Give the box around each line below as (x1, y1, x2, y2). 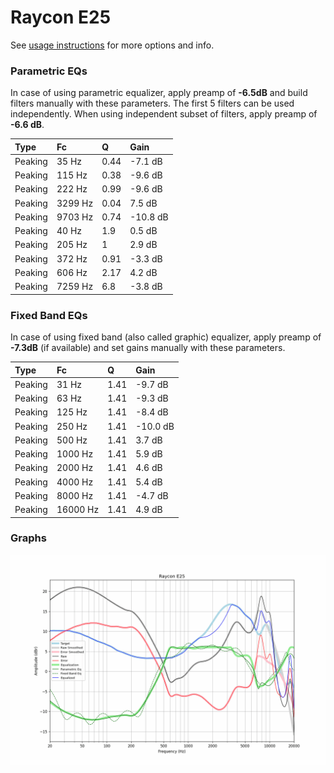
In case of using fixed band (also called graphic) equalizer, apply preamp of (10, 331, 322, 343)
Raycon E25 (10, 6, 112, 29)
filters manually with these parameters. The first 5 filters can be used (10, 97, 295, 110)
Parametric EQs (10, 64, 88, 78)
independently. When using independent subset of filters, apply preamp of (10, 108, 318, 120)
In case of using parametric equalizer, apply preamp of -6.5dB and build (10, 87, 308, 99)
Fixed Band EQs (10, 308, 88, 322)
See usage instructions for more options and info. (10, 39, 215, 51)
